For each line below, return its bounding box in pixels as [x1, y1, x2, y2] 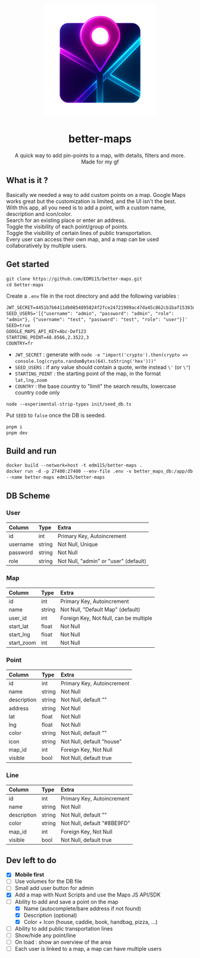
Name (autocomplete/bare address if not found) [23, 905, 142, 912]
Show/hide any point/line [14, 932, 76, 939]
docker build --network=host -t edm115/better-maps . [6, 462, 143, 469]
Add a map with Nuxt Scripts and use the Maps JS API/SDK [14, 891, 161, 898]
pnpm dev [6, 429, 28, 436]
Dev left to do [6, 855, 57, 866]
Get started [6, 259, 49, 270]
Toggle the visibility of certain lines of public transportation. [6, 229, 152, 236]
